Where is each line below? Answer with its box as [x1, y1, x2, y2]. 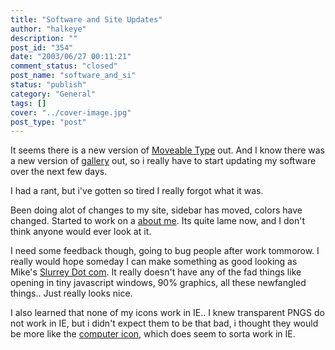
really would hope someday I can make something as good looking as [10, 256, 298, 268]
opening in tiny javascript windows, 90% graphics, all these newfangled [10, 277, 307, 289]
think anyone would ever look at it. [10, 226, 152, 238]
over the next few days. [10, 166, 108, 178]
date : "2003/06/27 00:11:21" [10, 52, 132, 62]
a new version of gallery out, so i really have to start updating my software [10, 155, 317, 167]
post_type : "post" [10, 117, 87, 127]
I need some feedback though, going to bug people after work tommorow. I [10, 245, 320, 257]
